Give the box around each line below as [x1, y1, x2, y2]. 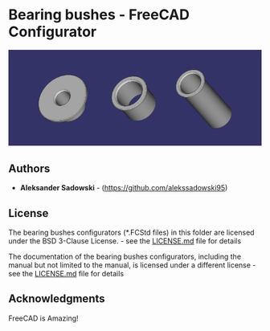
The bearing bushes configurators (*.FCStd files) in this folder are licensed [8, 227, 255, 238]
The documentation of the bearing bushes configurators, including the [8, 251, 242, 262]
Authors [8, 161, 51, 175]
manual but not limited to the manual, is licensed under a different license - [8, 260, 256, 270]
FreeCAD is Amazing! [8, 313, 79, 323]
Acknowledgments [8, 292, 106, 306]
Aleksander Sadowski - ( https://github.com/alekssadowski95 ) [19, 183, 228, 193]
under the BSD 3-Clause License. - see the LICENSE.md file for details [8, 236, 242, 246]
